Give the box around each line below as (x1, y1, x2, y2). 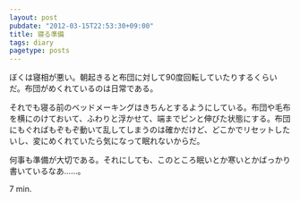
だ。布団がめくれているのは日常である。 (9, 83, 159, 94)
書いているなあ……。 (9, 166, 86, 177)
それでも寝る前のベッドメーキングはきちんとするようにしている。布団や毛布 (9, 102, 291, 113)
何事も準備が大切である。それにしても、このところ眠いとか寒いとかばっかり (9, 155, 291, 165)
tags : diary (9, 38, 54, 47)
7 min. (9, 184, 32, 195)
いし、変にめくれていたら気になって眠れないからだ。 (9, 136, 205, 147)
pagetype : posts (9, 46, 70, 55)
